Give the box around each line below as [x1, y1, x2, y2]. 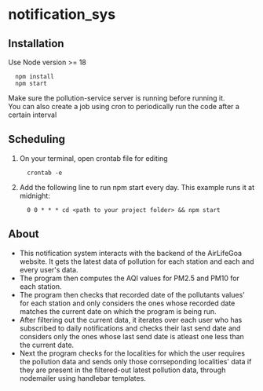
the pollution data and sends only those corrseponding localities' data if [19, 356, 252, 366]
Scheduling [8, 133, 65, 146]
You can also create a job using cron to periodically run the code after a [8, 102, 239, 111]
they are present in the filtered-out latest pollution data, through [19, 365, 226, 375]
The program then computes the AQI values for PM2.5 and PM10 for [19, 273, 239, 283]
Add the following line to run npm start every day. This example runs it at [19, 182, 255, 192]
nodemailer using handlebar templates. [19, 373, 147, 382]
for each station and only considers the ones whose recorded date [19, 298, 236, 308]
